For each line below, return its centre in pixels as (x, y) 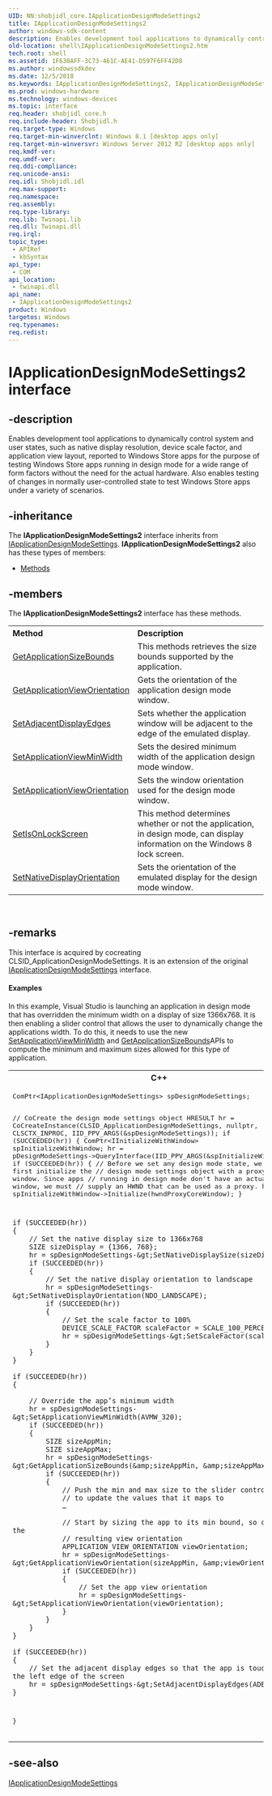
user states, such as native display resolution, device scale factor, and (125, 447)
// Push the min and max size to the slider (149, 1490)
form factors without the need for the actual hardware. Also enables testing (134, 473)
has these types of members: (57, 552)
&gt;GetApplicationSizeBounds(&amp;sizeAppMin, (106, 1466)
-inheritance (40, 516)
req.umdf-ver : (32, 159)
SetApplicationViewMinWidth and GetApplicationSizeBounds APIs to (121, 1041)
